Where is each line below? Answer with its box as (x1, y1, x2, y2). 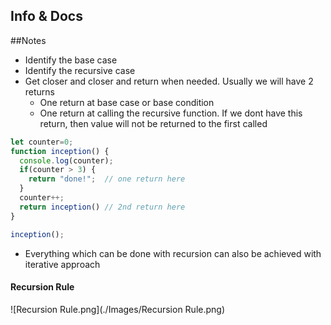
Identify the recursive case (24, 64, 136, 76)
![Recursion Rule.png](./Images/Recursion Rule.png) (10, 303, 225, 315)
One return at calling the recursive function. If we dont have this (39, 107, 303, 119)
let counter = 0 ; (10, 137, 74, 147)
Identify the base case (24, 54, 118, 66)
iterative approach (24, 258, 101, 270)
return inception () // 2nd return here (19, 202, 186, 212)
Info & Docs (10, 8, 83, 25)
